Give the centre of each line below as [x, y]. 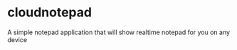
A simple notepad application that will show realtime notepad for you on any [118, 32]
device [17, 39]
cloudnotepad [50, 12]
